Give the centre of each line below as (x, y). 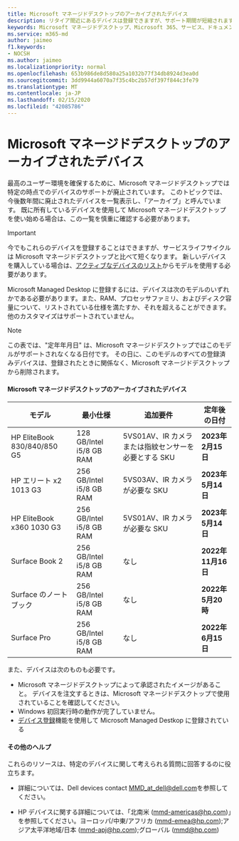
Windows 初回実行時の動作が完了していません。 (88, 711)
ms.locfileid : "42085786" (46, 107)
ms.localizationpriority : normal (57, 67)
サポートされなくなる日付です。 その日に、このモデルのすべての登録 (119, 354)
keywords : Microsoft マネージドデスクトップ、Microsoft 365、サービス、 (107, 27)
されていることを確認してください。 (70, 703)
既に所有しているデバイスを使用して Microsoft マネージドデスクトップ (123, 209)
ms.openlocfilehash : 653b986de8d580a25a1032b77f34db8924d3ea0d (103, 73)
